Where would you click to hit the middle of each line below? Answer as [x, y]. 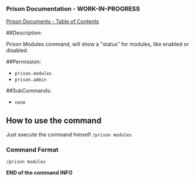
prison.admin [31, 80]
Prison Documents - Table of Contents [53, 22]
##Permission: [23, 62]
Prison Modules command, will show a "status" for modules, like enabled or [97, 44]
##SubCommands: [29, 91]
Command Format [32, 150]
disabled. [17, 50]
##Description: [24, 33]
